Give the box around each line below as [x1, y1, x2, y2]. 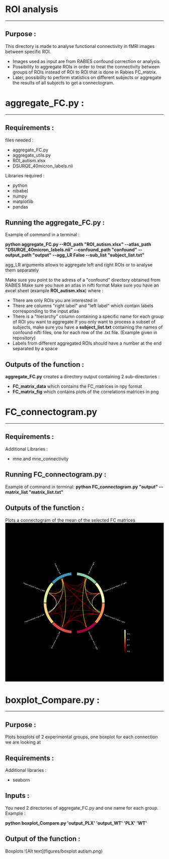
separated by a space [12, 346, 58, 352]
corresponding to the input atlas [12, 308, 79, 314]
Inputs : [5, 791, 30, 800]
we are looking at [5, 739, 41, 745]
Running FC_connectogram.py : [5, 470, 107, 479]
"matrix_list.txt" [28, 489, 64, 495]
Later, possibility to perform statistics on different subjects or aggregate [12, 74, 162, 80]
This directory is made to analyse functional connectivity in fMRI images [5, 43, 155, 49]
